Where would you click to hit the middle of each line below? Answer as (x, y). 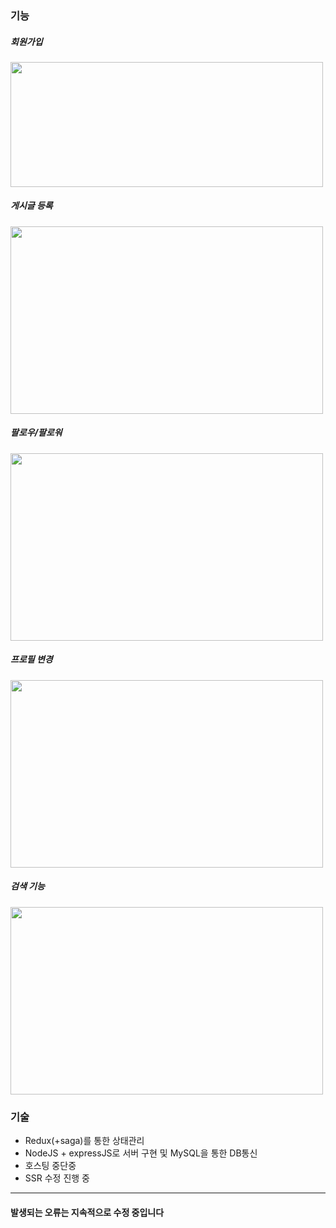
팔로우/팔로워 (36, 433)
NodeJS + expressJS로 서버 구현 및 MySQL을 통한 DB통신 (141, 1153)
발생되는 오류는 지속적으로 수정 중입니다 (87, 1212)
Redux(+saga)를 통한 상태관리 (84, 1141)
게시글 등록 (31, 206)
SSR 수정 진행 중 (57, 1178)
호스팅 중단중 (50, 1166)
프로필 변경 (31, 659)
